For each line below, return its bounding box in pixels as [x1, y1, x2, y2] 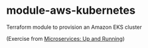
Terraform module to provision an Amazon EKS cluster [6, 23, 143, 31]
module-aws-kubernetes [6, 4, 136, 17]
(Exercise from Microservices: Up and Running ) [6, 35, 125, 42]
